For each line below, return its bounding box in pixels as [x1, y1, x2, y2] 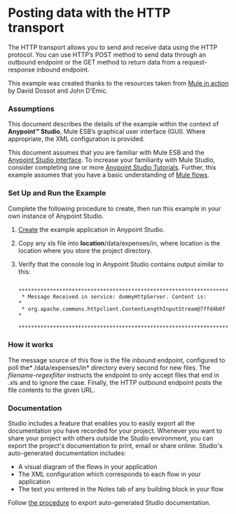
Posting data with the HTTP [8, 5, 171, 21]
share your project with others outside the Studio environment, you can [8, 434, 214, 442]
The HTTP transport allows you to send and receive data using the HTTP [8, 43, 218, 51]
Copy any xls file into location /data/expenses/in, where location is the [18, 238, 221, 247]
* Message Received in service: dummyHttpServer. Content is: [21, 293, 207, 300]
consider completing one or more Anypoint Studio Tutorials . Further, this [8, 163, 216, 172]
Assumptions [8, 104, 55, 114]
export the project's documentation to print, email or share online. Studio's [8, 442, 223, 450]
